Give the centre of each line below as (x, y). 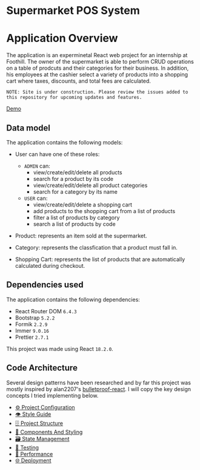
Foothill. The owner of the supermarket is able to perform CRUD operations (100, 62)
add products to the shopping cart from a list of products (104, 211)
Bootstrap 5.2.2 (35, 318)
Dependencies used (45, 285)
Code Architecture (42, 368)
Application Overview (62, 39)
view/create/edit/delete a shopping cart (82, 205)
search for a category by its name (75, 191)
